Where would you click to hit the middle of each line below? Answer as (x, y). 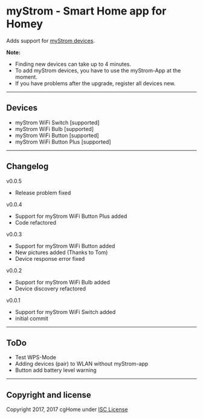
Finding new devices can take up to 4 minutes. (73, 64)
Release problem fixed (43, 193)
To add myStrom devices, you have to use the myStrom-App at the (98, 70)
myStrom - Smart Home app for (86, 11)
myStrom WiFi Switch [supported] (57, 123)
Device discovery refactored (50, 289)
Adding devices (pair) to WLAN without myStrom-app (82, 364)
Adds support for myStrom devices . (51, 40)
